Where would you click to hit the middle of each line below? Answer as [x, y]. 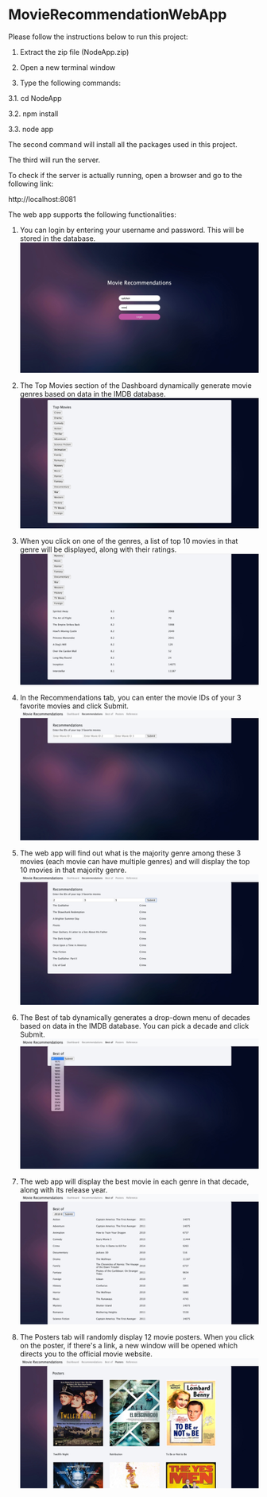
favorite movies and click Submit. [74, 706]
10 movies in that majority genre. [73, 870]
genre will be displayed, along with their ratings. [98, 549]
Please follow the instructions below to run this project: [98, 37]
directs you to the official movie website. [86, 1354]
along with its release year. [64, 1190]
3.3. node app [31, 129]
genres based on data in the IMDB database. [93, 394]
